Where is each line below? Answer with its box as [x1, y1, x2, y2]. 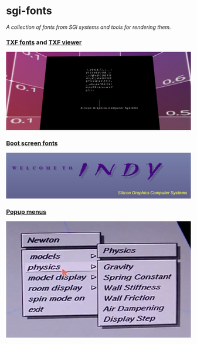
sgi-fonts [6, 4, 52, 18]
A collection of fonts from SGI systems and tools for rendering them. [6, 23, 171, 31]
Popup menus [6, 207, 47, 215]
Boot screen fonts [6, 139, 58, 147]
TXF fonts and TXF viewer [6, 38, 82, 46]
